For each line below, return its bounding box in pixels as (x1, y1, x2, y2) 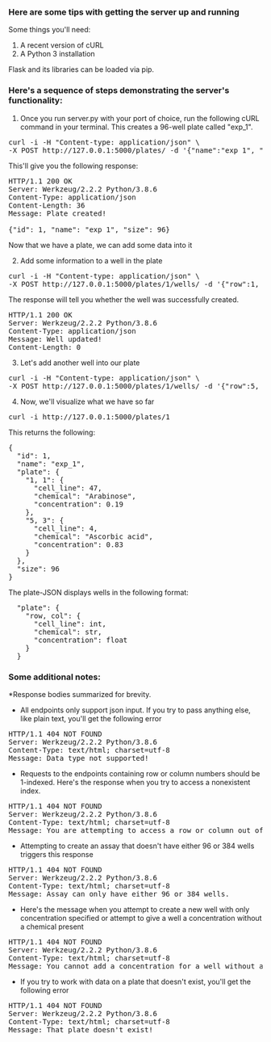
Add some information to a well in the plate (19, 255, 163, 265)
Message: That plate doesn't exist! (8, 1025, 153, 1034)
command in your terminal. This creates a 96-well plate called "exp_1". (19, 122, 253, 132)
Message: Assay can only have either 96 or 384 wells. (8, 889, 230, 898)
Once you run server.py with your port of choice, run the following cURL (19, 113, 260, 123)
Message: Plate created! (8, 208, 106, 218)
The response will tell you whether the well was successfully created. (8, 294, 240, 305)
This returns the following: (8, 427, 95, 437)
